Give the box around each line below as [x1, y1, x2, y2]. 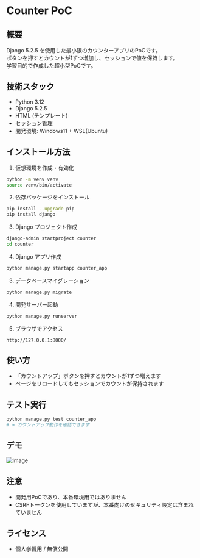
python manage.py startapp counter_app [6, 265, 108, 271]
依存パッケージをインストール [15, 193, 90, 201]
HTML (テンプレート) [15, 112, 68, 119]
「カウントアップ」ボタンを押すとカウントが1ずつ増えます [15, 373, 162, 380]
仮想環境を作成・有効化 [15, 164, 74, 171]
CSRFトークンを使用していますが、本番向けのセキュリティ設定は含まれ [15, 501, 194, 508]
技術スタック [6, 82, 55, 92]
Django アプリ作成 [15, 252, 62, 260]
